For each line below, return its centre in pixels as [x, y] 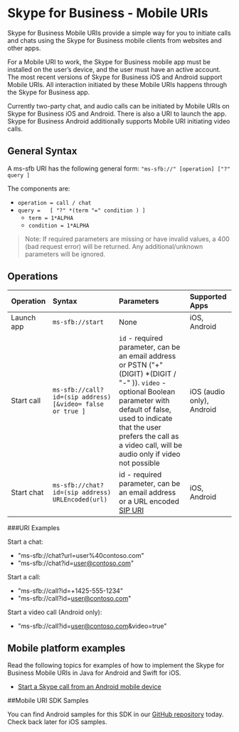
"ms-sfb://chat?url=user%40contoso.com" [81, 555]
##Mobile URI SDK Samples [48, 701]
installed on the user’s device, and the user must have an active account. [114, 69]
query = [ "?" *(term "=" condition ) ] [81, 210]
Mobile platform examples [67, 648]
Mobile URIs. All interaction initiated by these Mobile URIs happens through [117, 84]
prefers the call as [149, 436]
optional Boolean [147, 392]
